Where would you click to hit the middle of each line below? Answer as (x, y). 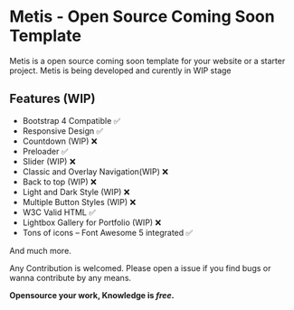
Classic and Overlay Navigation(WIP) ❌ (95, 171)
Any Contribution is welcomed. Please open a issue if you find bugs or (140, 268)
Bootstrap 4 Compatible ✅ (71, 120)
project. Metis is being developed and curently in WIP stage (121, 70)
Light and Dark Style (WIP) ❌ (76, 192)
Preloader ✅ (45, 151)
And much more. (41, 250)
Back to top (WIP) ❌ (59, 182)
